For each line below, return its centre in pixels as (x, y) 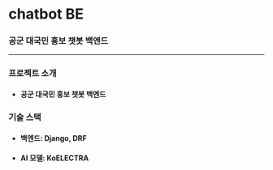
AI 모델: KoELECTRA (54, 158)
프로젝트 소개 (32, 74)
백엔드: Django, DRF (53, 138)
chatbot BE (46, 14)
